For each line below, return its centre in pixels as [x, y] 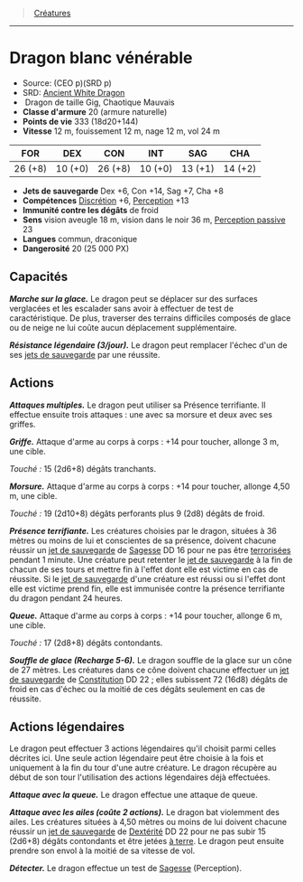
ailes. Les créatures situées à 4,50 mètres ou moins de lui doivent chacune [148, 822]
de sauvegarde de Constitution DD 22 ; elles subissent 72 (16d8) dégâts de [149, 679]
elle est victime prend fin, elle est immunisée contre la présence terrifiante [147, 588]
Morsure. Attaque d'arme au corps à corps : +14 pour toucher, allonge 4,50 [150, 486]
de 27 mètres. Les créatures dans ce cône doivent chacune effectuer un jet [149, 670]
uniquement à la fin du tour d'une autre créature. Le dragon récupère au [143, 768]
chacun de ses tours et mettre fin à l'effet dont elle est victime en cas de [144, 569]
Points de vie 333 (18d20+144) [80, 121]
